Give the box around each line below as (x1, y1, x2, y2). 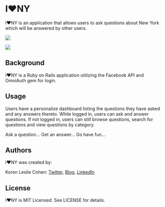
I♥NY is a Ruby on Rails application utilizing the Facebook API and (5, 72, 144, 78)
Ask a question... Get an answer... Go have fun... (5, 131, 106, 137)
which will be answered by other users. (5, 25, 87, 31)
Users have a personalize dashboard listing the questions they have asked (5, 106, 160, 112)
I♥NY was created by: (5, 160, 52, 166)
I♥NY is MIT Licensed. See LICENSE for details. (5, 197, 105, 203)
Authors (5, 146, 32, 154)
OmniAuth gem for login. (5, 77, 57, 83)
